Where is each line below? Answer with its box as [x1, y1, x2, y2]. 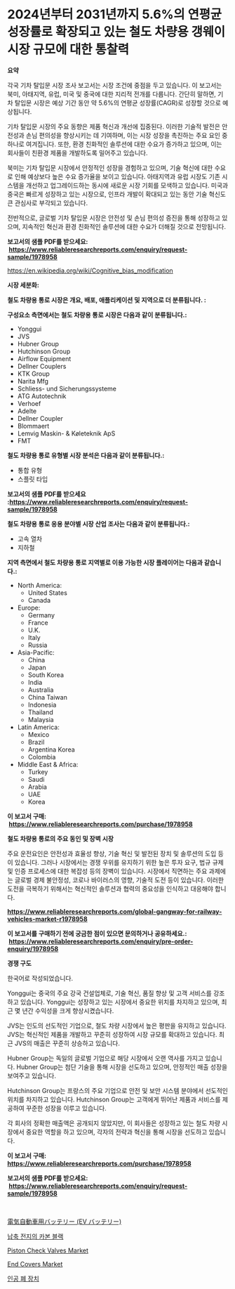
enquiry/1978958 [7, 944, 59, 953]
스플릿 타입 [17, 475, 48, 483]
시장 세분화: [7, 280, 40, 289]
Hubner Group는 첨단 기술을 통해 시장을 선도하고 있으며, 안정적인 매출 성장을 [16, 1062, 228, 1071]
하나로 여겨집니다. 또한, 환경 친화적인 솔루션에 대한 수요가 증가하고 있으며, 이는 [7, 140, 222, 148]
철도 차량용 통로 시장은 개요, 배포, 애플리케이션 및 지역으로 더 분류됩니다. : [7, 296, 207, 304]
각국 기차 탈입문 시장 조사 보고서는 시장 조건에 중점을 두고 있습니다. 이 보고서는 [7, 81, 222, 89]
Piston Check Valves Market [7, 1246, 89, 1255]
